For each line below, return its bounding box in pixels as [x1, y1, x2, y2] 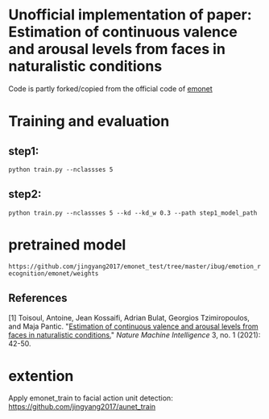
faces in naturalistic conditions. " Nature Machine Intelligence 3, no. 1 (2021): [8, 329, 261, 340]
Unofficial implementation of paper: [8, 6, 252, 24]
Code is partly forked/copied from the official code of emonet [8, 83, 213, 94]
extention [8, 367, 74, 385]
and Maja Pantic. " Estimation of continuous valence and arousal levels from [8, 321, 259, 331]
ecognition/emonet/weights [8, 269, 99, 278]
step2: [8, 187, 42, 201]
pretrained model [8, 236, 126, 253]
